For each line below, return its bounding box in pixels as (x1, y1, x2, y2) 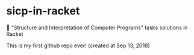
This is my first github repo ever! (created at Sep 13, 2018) (6, 42, 151, 49)
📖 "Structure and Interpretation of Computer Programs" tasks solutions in (6, 24, 188, 31)
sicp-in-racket (6, 4, 80, 18)
